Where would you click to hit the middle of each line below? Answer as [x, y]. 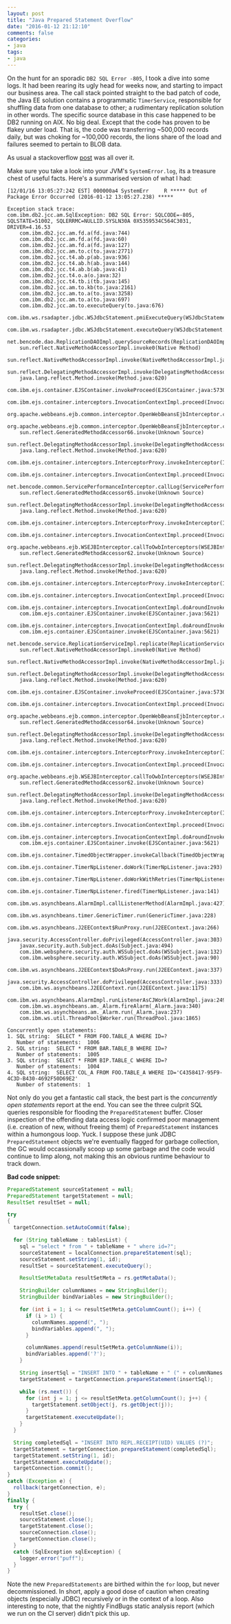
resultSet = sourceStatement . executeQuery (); [86, 1266]
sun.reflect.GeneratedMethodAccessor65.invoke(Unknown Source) [112, 493]
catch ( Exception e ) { [40, 1481]
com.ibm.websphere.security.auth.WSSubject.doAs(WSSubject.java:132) [121, 952]
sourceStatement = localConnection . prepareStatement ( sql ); [106, 1253]
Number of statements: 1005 [58, 1054]
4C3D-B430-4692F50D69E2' [43, 1078]
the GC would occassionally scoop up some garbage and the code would [111, 1148]
